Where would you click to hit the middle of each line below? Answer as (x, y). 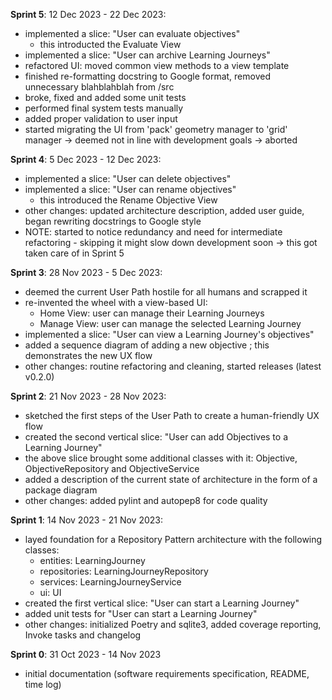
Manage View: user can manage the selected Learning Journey (170, 323)
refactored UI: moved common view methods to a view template (157, 65)
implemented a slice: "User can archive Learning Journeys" (147, 55)
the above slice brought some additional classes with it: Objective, (161, 458)
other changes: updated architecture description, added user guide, (164, 210)
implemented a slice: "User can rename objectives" (130, 189)
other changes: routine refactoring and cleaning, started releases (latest (173, 366)
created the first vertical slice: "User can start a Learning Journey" (162, 603)
